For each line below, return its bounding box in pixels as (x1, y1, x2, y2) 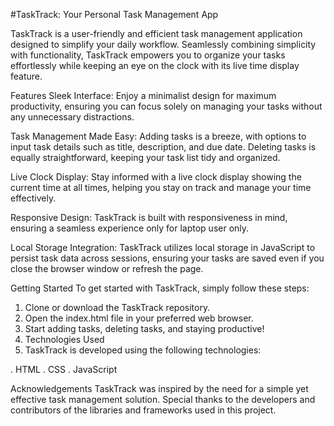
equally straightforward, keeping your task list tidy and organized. (10, 152, 281, 163)
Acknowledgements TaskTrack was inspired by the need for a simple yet (10, 383, 309, 394)
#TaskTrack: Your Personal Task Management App (10, 9, 219, 20)
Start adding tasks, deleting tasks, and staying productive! (24, 323, 265, 334)
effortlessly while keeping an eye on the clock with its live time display (10, 60, 300, 71)
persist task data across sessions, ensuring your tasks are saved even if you (10, 252, 325, 264)
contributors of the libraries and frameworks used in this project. (10, 404, 277, 416)
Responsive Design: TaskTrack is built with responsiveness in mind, (10, 212, 288, 223)
